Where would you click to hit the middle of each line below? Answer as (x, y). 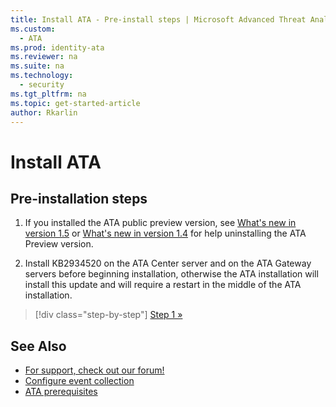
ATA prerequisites (61, 392)
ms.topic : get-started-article (75, 103)
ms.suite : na (37, 66)
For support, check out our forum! (94, 370)
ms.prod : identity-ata (57, 47)
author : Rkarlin (44, 112)
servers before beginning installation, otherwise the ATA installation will (171, 274)
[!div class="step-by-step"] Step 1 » (108, 315)
